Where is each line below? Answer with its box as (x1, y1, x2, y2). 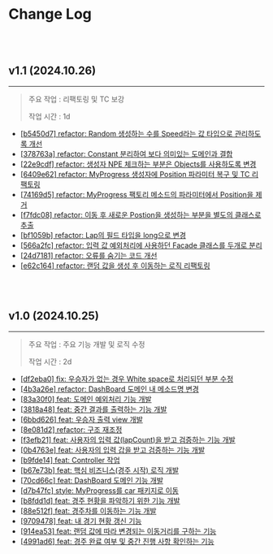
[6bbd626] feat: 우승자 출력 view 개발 (19, 414, 144, 424)
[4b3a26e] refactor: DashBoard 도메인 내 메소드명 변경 (19, 383, 199, 394)
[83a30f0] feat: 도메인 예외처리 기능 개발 (19, 394, 152, 404)
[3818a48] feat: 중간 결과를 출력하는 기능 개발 (19, 404, 167, 414)
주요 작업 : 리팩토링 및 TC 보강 (28, 94, 124, 104)
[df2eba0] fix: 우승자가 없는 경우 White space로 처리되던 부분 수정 (19, 374, 234, 383)
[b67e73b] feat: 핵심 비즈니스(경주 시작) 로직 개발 (19, 465, 180, 475)
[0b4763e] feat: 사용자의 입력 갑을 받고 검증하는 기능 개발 (19, 444, 206, 455)
